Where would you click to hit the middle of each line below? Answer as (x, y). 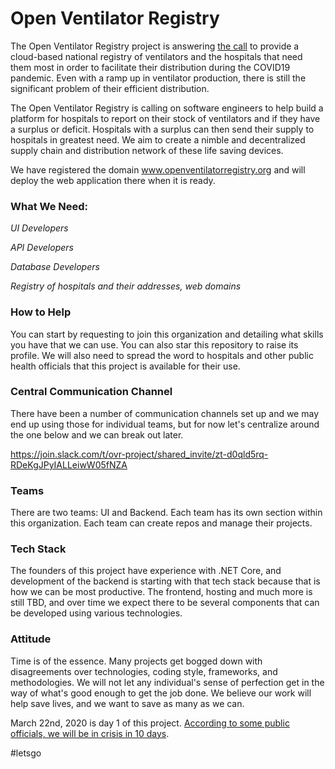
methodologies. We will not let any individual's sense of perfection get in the (167, 682)
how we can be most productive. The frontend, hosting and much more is (161, 592)
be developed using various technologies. (96, 613)
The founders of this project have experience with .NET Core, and (146, 571)
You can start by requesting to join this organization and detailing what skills (167, 334)
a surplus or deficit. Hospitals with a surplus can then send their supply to (162, 129)
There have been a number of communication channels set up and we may (165, 413)
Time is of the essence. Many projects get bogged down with (136, 661)
